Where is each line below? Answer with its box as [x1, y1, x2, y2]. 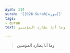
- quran [5, 20, 21, 26]
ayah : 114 [5, 7, 25, 12]
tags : [5, 16, 16, 21]
